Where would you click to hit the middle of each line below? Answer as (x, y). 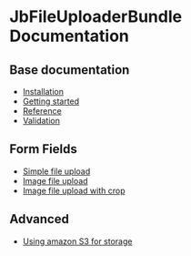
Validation (41, 121)
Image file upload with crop (74, 190)
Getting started (51, 101)
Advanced (40, 219)
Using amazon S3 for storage (77, 241)
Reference (42, 111)
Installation (43, 92)
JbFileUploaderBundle (96, 17)
